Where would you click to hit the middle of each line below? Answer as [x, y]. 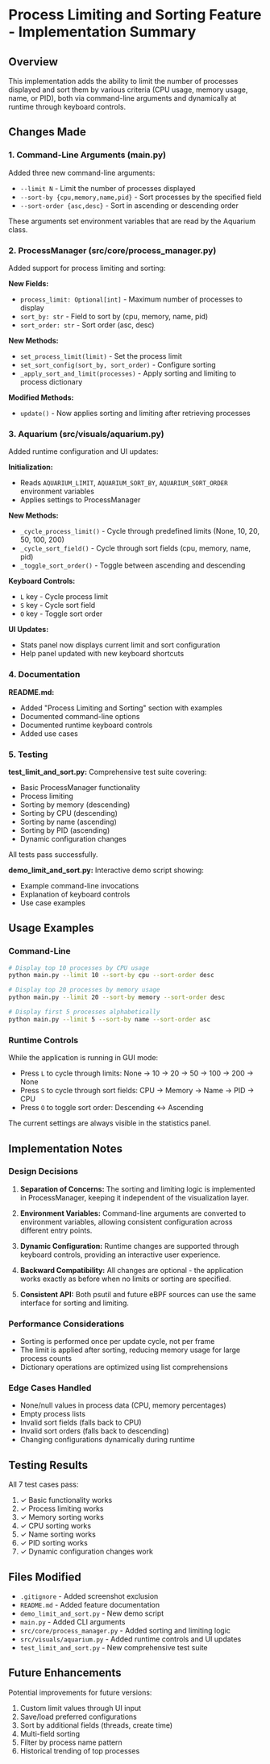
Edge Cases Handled [50, 1388]
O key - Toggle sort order [61, 614]
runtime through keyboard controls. [67, 107]
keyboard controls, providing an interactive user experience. [120, 1254]
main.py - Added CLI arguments [73, 1622]
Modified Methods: [41, 397]
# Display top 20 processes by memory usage [84, 990]
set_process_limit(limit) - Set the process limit [101, 356]
